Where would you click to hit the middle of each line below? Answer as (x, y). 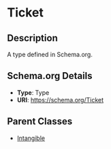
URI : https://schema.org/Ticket (60, 100)
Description (32, 38)
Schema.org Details (50, 76)
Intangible (31, 138)
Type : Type (33, 92)
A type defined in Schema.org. (50, 54)
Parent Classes (40, 122)
